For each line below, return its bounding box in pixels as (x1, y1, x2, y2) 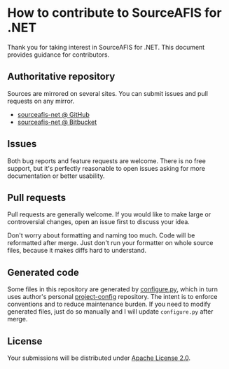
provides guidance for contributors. (7, 50, 110, 59)
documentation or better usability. (7, 172, 105, 180)
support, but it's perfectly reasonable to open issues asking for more (7, 164, 205, 172)
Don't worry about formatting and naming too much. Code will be (7, 231, 195, 239)
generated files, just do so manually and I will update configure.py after (7, 307, 214, 316)
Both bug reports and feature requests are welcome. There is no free (7, 156, 207, 165)
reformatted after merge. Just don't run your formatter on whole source (7, 239, 214, 247)
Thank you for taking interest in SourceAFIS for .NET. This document (7, 43, 205, 51)
